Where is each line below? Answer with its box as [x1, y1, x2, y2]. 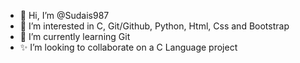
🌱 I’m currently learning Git [19, 31, 131, 42]
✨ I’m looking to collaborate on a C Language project [19, 41, 238, 53]
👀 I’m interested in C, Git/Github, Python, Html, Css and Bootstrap [19, 20, 290, 32]
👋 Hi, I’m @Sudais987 [19, 10, 110, 21]
